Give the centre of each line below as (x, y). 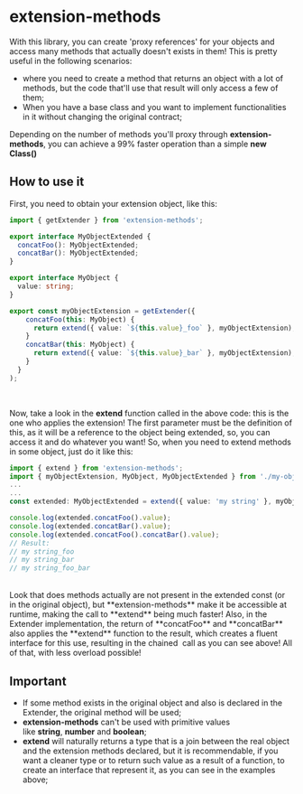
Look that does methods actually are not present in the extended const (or (147, 595)
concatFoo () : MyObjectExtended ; (78, 245)
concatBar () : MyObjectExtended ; (78, 253)
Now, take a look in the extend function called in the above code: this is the (149, 413)
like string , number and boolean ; (84, 731)
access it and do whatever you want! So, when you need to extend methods (150, 442)
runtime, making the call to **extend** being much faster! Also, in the (138, 614)
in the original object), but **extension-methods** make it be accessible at (148, 605)
